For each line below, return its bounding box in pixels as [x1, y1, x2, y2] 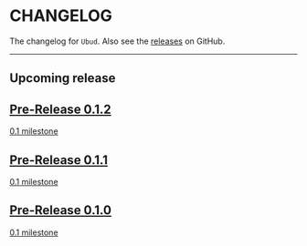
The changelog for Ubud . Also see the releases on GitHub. [9, 36, 226, 46]
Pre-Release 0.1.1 [9, 152, 108, 168]
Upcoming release [9, 70, 116, 87]
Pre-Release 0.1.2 [9, 101, 111, 117]
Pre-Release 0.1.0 [9, 202, 112, 219]
